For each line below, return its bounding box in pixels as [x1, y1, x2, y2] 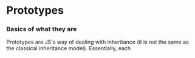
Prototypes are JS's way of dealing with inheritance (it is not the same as [6, 38, 190, 45]
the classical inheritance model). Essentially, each [6, 45, 131, 52]
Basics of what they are [6, 25, 77, 33]
